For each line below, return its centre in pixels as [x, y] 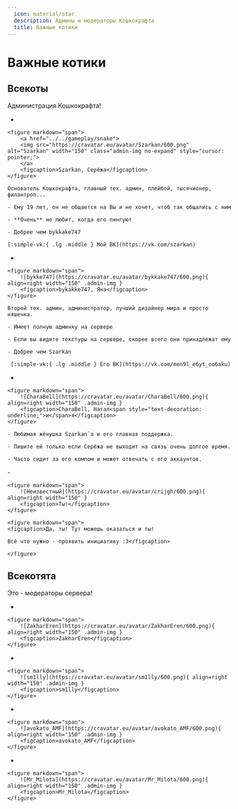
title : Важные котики [46, 27]
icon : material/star [44, 14]
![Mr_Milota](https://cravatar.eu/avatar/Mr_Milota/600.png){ [114, 780]
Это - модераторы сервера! [50, 593]
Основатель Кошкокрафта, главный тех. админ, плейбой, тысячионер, [110, 189]
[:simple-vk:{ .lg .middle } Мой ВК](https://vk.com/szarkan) [102, 245]
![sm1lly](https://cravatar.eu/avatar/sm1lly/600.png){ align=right [124, 677]
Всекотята [32, 576]
